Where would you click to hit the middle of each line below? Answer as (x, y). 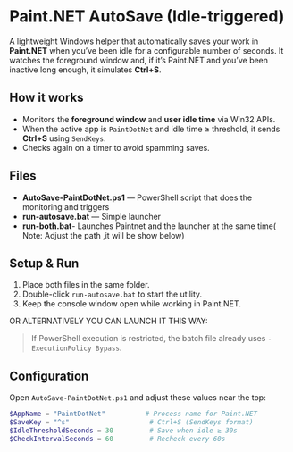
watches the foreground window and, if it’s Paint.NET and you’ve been (139, 60)
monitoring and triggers (66, 206)
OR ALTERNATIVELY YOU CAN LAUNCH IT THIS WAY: (109, 321)
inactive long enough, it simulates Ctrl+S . (86, 70)
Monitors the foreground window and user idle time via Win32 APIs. (149, 119)
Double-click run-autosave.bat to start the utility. (112, 294)
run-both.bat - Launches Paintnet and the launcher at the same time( (149, 226)
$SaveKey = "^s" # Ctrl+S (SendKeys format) (131, 423)
